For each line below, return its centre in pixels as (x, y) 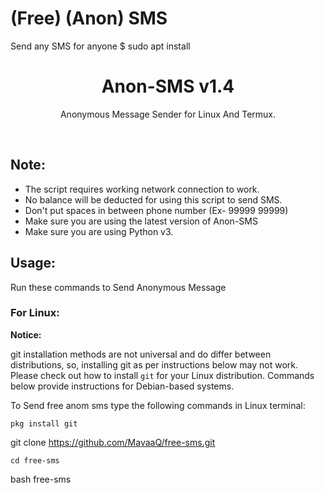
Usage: (33, 263)
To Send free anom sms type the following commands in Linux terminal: (158, 405)
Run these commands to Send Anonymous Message (118, 287)
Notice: (26, 334)
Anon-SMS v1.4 (168, 86)
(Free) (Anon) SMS (89, 18)
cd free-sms (35, 460)
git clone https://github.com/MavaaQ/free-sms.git (113, 442)
